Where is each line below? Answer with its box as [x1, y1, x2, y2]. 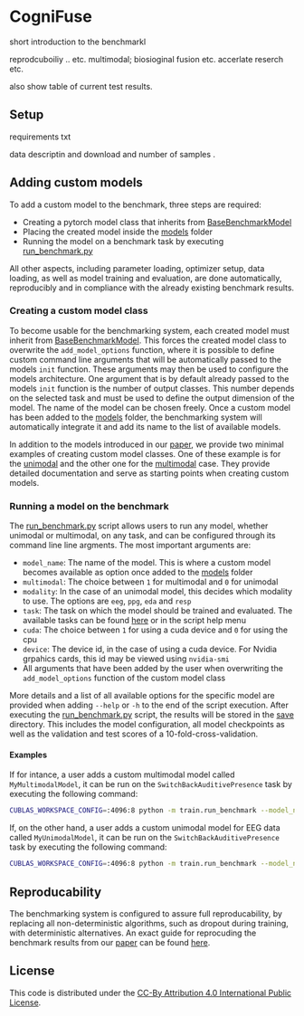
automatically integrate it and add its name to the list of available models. [9, 421, 281, 432]
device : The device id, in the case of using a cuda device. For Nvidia [22, 644, 278, 655]
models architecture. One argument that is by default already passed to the [9, 373, 290, 384]
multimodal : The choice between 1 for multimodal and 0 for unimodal [22, 576, 279, 587]
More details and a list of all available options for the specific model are [9, 690, 275, 701]
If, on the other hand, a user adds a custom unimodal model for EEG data [9, 822, 280, 833]
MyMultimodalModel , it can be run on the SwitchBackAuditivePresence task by [9, 779, 292, 790]
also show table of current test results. [9, 81, 153, 91]
